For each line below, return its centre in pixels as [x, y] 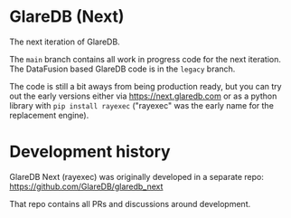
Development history [90, 152]
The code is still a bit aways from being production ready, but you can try [145, 86]
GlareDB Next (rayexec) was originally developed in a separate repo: [137, 176]
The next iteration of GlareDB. [65, 42]
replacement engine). [49, 115]
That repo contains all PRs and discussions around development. [130, 204]
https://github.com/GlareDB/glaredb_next [86, 186]
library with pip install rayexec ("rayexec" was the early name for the [141, 105]
